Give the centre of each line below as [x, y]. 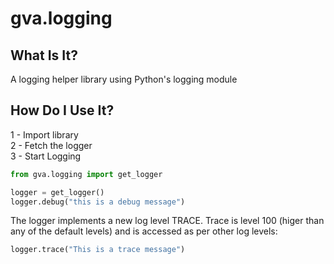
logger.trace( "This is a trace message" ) [98, 250]
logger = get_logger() [57, 192]
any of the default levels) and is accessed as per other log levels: [144, 231]
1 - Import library [44, 134]
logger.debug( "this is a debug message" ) [98, 202]
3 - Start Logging [46, 156]
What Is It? [44, 55]
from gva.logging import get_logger [86, 174]
